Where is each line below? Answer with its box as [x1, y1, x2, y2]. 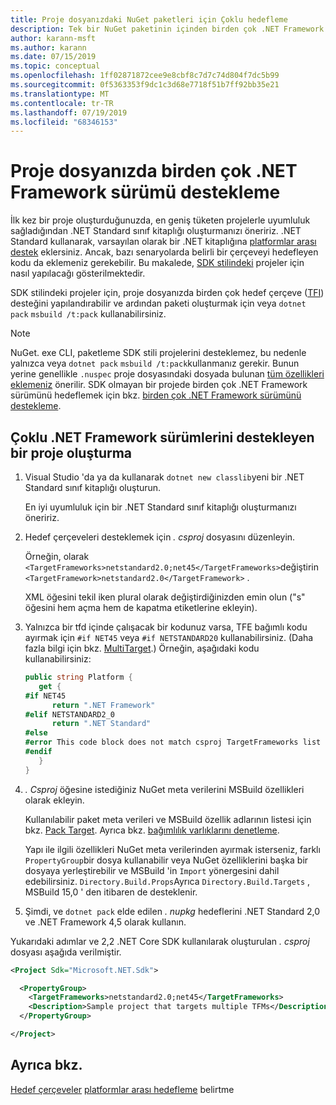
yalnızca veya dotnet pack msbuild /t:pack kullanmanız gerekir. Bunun [10, 357, 300, 370]
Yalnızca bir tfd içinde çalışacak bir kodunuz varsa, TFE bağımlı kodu [24, 621, 308, 633]
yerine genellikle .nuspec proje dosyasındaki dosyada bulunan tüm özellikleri [10, 368, 325, 380]
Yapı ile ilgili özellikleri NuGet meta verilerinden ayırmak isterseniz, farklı [24, 843, 321, 855]
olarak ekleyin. [24, 794, 85, 806]
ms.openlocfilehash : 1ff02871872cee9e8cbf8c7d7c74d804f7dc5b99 [10, 71, 280, 81]
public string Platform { [24, 672, 133, 682]
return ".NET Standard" [51, 719, 152, 729]
